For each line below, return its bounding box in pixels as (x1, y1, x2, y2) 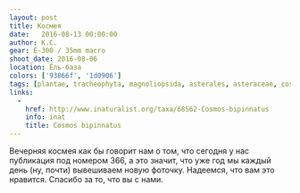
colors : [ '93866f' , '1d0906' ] (9, 71, 122, 80)
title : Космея (9, 21, 62, 30)
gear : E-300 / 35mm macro (9, 46, 105, 55)
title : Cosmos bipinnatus (25, 122, 122, 130)
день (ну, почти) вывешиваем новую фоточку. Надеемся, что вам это (9, 164, 275, 175)
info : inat (25, 113, 66, 122)
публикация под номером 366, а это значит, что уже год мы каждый (9, 155, 272, 165)
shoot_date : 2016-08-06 (9, 55, 98, 63)
